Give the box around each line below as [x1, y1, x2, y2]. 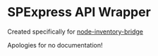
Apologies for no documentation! [7, 41, 103, 49]
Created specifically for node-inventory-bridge [7, 27, 143, 36]
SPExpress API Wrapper [7, 4, 152, 20]
